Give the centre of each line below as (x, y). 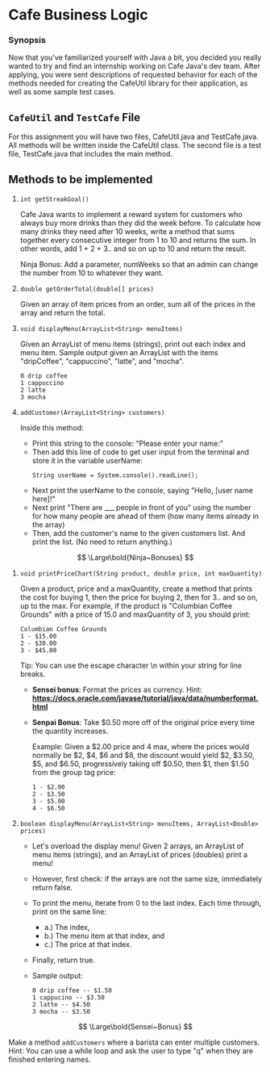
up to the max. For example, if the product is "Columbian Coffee (126, 606)
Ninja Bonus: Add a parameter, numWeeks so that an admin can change (139, 265)
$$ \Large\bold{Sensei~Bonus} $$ (135, 1027)
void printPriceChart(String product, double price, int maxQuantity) (141, 574)
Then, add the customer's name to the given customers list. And (139, 534)
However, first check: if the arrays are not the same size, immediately (147, 879)
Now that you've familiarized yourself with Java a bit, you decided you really (135, 57)
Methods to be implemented (81, 179)
